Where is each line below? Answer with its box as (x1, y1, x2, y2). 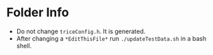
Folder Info (6, 5, 69, 20)
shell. (16, 41, 32, 50)
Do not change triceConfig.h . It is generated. (16, 27, 146, 35)
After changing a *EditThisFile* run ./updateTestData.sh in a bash (16, 34, 207, 42)
